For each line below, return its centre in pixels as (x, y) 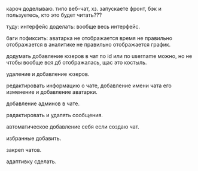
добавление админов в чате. (43, 103)
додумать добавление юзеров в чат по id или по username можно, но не (99, 56)
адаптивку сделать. (31, 161)
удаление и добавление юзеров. (48, 74)
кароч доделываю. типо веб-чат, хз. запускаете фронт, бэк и (84, 9)
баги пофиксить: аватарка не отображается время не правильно (89, 38)
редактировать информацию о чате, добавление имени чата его (89, 85)
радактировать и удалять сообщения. (55, 115)
